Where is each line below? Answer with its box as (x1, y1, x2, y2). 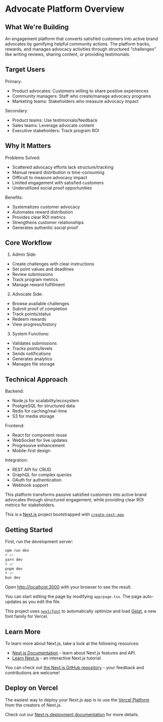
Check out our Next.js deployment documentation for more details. (5, 711, 139, 717)
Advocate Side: (12, 291, 43, 297)
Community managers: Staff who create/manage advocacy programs (12, 93, 151, 99)
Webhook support (12, 482, 49, 488)
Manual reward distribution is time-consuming (12, 169, 105, 175)
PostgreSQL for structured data (12, 403, 75, 409)
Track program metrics (12, 277, 58, 283)
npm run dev (5, 548, 29, 553)
